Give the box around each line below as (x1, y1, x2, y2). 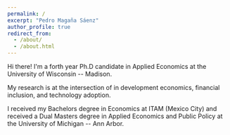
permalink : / (7, 10, 46, 18)
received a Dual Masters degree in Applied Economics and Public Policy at (7, 112, 223, 120)
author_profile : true (7, 23, 71, 30)
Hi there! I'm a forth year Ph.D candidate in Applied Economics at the (7, 63, 207, 70)
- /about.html (13, 43, 55, 50)
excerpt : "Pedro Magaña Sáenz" (7, 17, 99, 24)
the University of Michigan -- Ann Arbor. (7, 120, 124, 127)
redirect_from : (7, 30, 52, 37)
